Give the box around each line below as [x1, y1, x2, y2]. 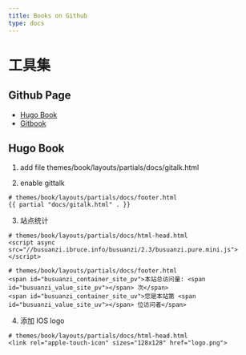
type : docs [8, 19, 45, 27]
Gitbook [19, 118, 46, 128]
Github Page [8, 89, 71, 103]
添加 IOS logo [19, 316, 65, 325]
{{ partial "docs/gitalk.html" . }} [8, 201, 131, 209]
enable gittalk [19, 178, 66, 188]
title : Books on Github [8, 11, 88, 20]
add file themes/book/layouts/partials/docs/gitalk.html [19, 163, 200, 172]
